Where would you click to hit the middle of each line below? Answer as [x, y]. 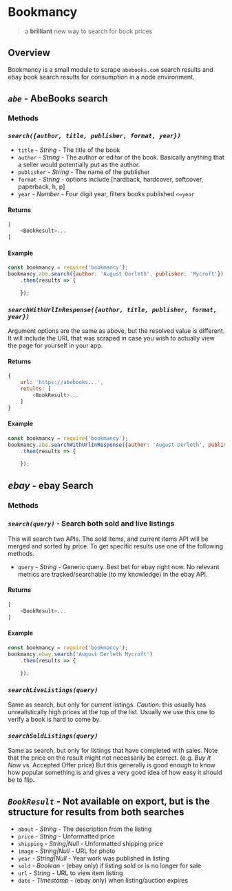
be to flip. [21, 779]
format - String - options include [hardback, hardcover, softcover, [110, 180]
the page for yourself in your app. [55, 345]
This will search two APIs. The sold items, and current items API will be [108, 539]
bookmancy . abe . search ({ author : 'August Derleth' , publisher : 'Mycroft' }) [116, 274]
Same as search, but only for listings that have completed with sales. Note [113, 750]
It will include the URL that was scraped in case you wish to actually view [112, 338]
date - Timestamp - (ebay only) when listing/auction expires [103, 880]
